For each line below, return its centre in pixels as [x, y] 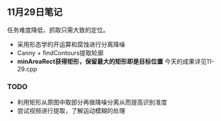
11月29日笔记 [35, 12]
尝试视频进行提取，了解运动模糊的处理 [71, 111]
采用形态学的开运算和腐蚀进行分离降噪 [71, 44]
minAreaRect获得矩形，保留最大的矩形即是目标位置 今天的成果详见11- [115, 61]
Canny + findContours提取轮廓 [60, 52]
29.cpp [27, 69]
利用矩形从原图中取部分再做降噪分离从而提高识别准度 [92, 102]
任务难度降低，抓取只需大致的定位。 [58, 30]
